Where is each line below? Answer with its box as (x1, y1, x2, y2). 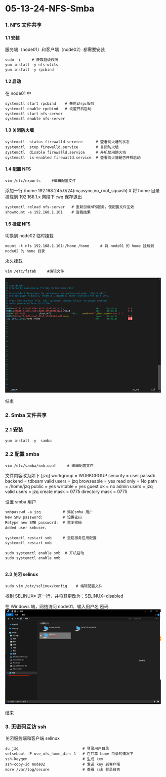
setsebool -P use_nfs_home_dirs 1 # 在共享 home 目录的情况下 (5, 751, 133, 756)
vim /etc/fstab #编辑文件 (5, 269, 64, 274)
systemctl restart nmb (5, 540, 52, 545)
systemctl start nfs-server (5, 111, 63, 116)
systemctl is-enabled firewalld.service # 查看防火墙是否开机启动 (5, 155, 141, 160)
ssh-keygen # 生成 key (5, 757, 104, 762)
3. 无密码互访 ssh (5, 723, 47, 730)
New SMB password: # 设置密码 (5, 515, 83, 520)
